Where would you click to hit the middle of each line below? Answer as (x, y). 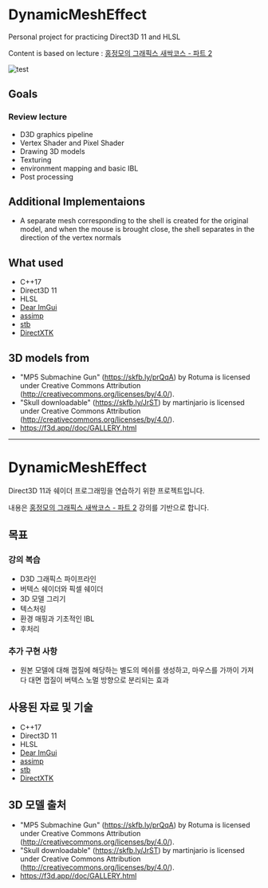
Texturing (35, 159)
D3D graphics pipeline (56, 134)
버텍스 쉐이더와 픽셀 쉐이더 (61, 588)
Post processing (47, 176)
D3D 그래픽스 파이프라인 (58, 579)
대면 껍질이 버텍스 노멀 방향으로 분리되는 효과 (99, 680)
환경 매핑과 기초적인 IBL (57, 619)
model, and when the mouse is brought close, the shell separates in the (137, 230)
